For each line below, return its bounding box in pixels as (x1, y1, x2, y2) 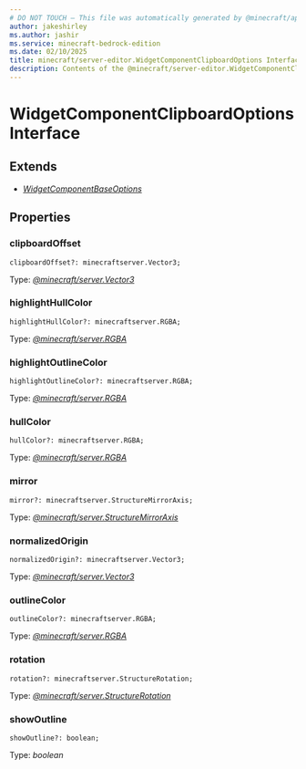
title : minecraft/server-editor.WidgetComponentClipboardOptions (9, 56, 262, 65)
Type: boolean (9, 749, 64, 760)
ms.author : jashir (9, 30, 79, 39)
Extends (9, 159, 57, 174)
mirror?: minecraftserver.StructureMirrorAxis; (9, 495, 194, 504)
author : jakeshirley (9, 22, 88, 31)
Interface (9, 123, 80, 144)
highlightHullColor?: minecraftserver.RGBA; (9, 317, 181, 327)
